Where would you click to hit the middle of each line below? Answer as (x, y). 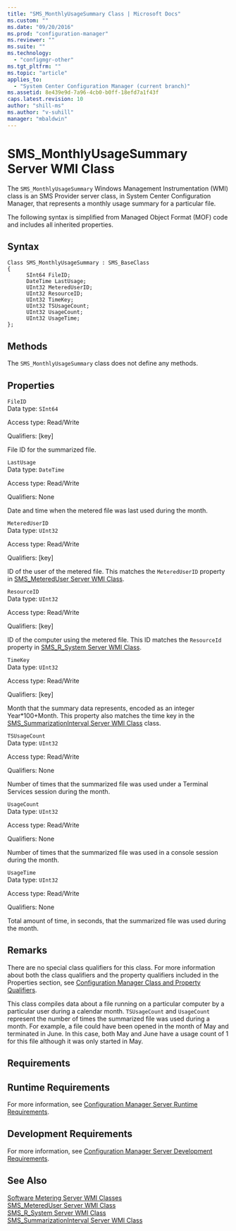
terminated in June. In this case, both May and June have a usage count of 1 (118, 1033)
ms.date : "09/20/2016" (41, 27)
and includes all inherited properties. (61, 224)
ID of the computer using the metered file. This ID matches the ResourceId (114, 640)
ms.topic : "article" (38, 73)
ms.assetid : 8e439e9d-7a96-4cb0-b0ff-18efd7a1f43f (83, 92)
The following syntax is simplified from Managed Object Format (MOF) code (118, 217)
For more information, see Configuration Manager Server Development (110, 1151)
